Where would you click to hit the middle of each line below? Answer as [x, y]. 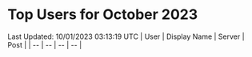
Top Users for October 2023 [103, 15]
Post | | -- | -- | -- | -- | [45, 44]
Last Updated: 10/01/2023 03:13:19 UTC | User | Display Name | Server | [126, 36]
